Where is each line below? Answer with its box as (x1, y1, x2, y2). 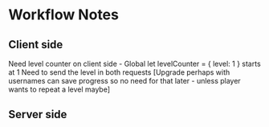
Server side (8, 108, 67, 121)
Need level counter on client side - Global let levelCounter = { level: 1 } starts (8, 59, 261, 68)
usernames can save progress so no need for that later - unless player (8, 76, 241, 85)
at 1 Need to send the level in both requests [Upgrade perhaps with (8, 68, 230, 77)
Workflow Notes (8, 6, 119, 24)
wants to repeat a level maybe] (8, 84, 111, 94)
